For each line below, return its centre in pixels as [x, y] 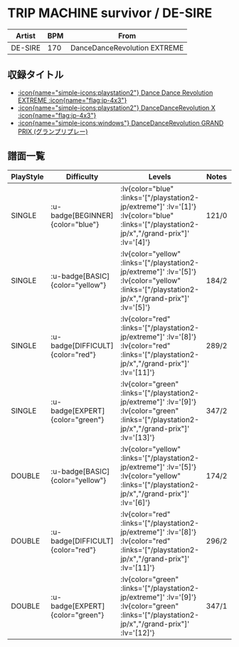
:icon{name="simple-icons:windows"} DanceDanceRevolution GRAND [121, 123]
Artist [26, 36]
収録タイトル [36, 75]
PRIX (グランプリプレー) [53, 131]
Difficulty [82, 176]
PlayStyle [27, 176]
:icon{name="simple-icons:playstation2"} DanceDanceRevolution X [116, 108]
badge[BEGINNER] [82, 215]
